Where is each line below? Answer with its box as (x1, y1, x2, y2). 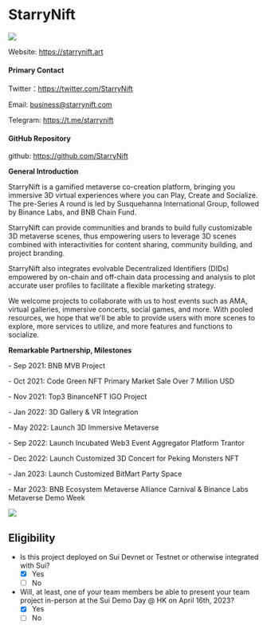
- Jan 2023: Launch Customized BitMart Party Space (8, 469, 183, 479)
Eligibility (8, 531, 56, 544)
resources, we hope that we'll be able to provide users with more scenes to (8, 313, 255, 323)
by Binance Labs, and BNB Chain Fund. (8, 207, 137, 217)
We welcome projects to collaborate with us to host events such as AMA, (8, 297, 248, 306)
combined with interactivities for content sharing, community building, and (8, 240, 253, 250)
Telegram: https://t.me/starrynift (8, 116, 114, 125)
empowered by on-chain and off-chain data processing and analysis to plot (8, 273, 256, 282)
